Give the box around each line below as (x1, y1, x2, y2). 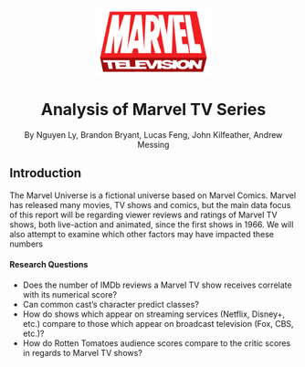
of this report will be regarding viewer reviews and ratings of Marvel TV (9, 209, 278, 220)
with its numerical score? (22, 288, 117, 299)
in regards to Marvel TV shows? (22, 347, 143, 358)
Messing (137, 139, 170, 150)
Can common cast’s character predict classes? (22, 299, 199, 309)
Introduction (9, 165, 82, 181)
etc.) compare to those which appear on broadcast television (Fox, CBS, (22, 318, 294, 329)
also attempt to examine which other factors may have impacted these (9, 228, 275, 239)
